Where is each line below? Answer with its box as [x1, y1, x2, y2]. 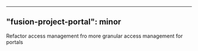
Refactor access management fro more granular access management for [6, 32, 183, 39]
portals [6, 38, 24, 45]
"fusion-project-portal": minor [6, 17, 121, 27]
